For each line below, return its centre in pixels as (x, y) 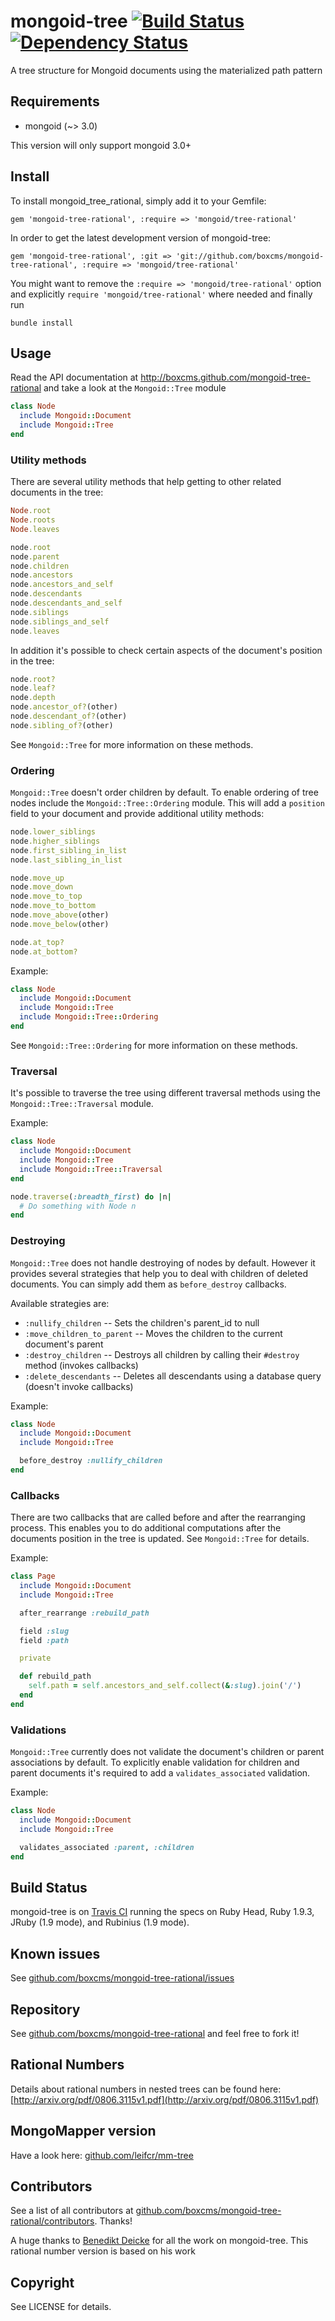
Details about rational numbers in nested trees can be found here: (146, 2089)
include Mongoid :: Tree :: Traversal (91, 1169)
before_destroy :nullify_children (91, 1461)
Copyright (42, 2282)
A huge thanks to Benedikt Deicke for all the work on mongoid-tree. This (159, 2241)
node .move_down (42, 887)
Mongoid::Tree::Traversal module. (82, 1104)
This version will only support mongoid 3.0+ (101, 145)
